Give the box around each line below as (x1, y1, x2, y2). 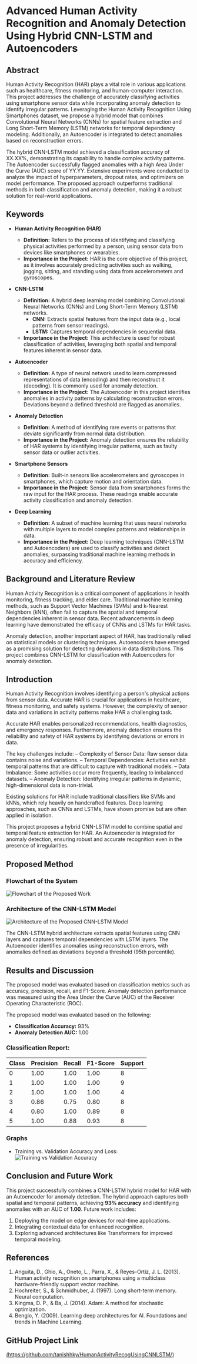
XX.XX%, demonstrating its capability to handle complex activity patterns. (6, 155, 185, 161)
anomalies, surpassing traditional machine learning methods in (23, 551, 175, 558)
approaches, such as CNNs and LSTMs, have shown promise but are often (6, 806, 187, 813)
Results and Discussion (6, 965, 94, 975)
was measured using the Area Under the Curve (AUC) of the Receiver (6, 994, 175, 1001)
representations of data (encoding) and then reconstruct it (23, 376, 165, 383)
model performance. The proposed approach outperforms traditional (6, 180, 173, 187)
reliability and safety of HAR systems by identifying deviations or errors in (6, 733, 185, 740)
